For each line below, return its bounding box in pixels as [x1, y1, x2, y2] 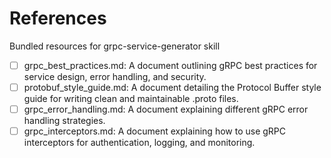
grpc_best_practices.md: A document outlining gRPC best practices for [23, 59, 318, 71]
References [9, 7, 107, 30]
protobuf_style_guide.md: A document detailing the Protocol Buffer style [23, 82, 322, 93]
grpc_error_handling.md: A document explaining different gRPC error [23, 103, 309, 116]
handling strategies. [23, 115, 106, 127]
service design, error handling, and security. [23, 71, 207, 82]
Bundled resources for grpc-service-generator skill [9, 40, 221, 52]
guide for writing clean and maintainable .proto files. [23, 93, 239, 105]
